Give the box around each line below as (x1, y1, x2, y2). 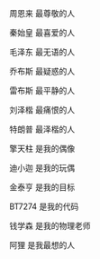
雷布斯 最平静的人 (9, 85, 75, 95)
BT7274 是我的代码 (9, 201, 79, 212)
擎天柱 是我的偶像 (9, 144, 75, 154)
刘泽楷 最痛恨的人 (9, 105, 75, 115)
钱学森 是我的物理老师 (9, 221, 91, 231)
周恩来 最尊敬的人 (9, 8, 75, 18)
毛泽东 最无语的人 (9, 46, 75, 57)
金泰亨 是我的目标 (9, 182, 75, 193)
